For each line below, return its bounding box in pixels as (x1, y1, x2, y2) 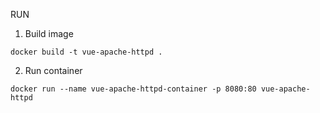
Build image (24, 28, 74, 39)
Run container (24, 65, 83, 76)
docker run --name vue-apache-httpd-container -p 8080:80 (10, 84, 257, 94)
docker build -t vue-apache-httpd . (10, 47, 163, 57)
